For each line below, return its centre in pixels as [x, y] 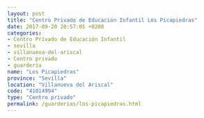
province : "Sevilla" [37, 78]
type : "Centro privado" [42, 98]
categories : [24, 33]
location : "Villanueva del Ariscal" [60, 85]
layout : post [26, 14]
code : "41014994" [32, 91]
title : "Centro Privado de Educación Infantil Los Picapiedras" [102, 20]
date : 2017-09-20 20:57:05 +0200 [56, 26]
